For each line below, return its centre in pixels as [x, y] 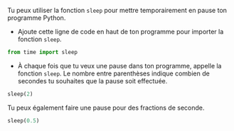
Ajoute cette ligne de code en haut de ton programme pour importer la [121, 32]
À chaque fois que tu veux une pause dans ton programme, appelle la [119, 65]
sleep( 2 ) [20, 94]
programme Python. [37, 18]
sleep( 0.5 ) [23, 120]
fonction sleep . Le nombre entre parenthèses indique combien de [113, 73]
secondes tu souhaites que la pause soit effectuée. [92, 80]
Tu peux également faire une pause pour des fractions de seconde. [106, 108]
